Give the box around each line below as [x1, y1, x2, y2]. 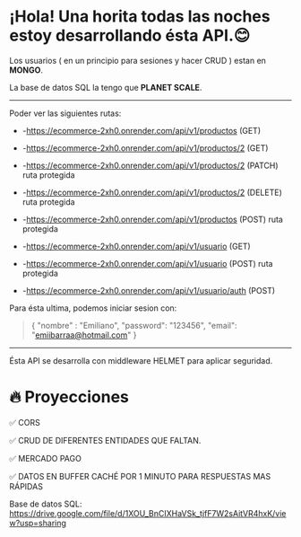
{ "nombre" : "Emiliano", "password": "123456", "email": [30, 320, 237, 330]
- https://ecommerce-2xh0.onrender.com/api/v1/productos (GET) [21, 125, 262, 136]
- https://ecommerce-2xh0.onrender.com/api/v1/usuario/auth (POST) [21, 285, 276, 295]
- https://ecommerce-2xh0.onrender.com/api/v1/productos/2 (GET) [21, 142, 269, 154]
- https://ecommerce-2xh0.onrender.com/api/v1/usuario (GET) [21, 241, 251, 251]
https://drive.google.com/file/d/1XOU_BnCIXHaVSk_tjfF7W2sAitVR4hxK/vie [9, 507, 287, 518]
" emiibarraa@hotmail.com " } [30, 330, 137, 340]
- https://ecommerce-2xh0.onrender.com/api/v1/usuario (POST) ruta [21, 258, 273, 268]
